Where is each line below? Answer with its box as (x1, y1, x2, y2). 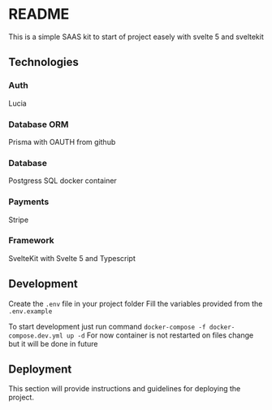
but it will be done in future (8, 338, 98, 348)
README (8, 5, 70, 24)
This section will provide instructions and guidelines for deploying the (8, 384, 241, 394)
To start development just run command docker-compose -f (8, 321, 206, 331)
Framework (8, 235, 54, 246)
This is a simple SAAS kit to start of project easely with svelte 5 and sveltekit (8, 32, 264, 41)
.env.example (8, 307, 53, 316)
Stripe (8, 215, 29, 225)
